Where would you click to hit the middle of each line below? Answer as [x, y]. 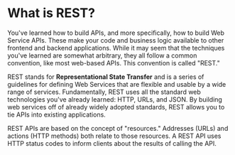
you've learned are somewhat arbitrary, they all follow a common [102, 55]
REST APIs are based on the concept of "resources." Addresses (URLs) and [118, 128]
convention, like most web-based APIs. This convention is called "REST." [114, 63]
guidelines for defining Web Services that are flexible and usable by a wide [117, 84]
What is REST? [51, 13]
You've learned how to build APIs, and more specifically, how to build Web [116, 33]
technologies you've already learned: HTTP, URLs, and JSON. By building [115, 99]
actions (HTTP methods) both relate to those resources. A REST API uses [114, 136]
